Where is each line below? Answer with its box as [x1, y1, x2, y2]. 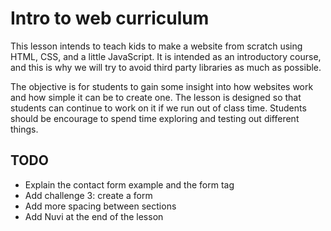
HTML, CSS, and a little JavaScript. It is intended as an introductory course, [10, 50, 322, 62]
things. [10, 123, 39, 135]
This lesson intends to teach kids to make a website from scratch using [10, 40, 303, 52]
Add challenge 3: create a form [24, 189, 153, 201]
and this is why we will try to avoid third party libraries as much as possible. [10, 61, 322, 73]
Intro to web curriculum [10, 7, 210, 30]
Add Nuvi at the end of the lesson [24, 210, 164, 222]
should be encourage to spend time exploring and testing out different [10, 112, 300, 124]
